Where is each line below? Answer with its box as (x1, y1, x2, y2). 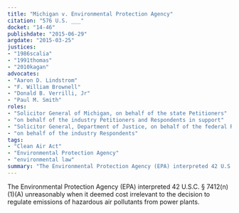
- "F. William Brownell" (7, 83, 81, 90)
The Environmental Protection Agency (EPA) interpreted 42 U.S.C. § (7, 182, 205, 191)
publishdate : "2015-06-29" (7, 30, 87, 38)
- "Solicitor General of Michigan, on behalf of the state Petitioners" (7, 110, 228, 117)
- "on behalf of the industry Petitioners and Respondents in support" (7, 116, 224, 123)
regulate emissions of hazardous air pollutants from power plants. (7, 197, 200, 206)
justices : (7, 43, 37, 51)
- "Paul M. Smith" (7, 97, 62, 104)
